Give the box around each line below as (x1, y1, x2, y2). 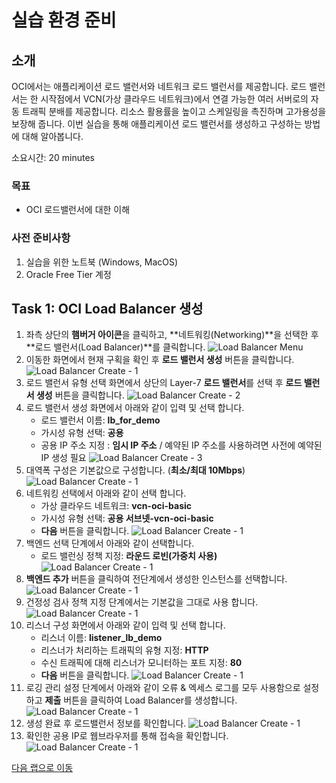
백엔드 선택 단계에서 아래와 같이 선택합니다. (25, 537, 195, 550)
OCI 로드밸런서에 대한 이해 (25, 204, 131, 216)
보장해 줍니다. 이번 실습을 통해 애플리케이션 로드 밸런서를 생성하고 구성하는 (11, 118, 303, 130)
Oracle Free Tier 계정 (25, 268, 112, 280)
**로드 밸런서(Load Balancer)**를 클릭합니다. (25, 341, 206, 353)
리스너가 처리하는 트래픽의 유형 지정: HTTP (40, 644, 209, 656)
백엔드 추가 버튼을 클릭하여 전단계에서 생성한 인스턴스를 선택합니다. (25, 573, 288, 585)
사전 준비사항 (11, 231, 71, 245)
